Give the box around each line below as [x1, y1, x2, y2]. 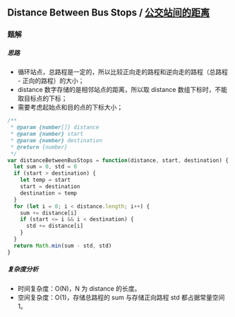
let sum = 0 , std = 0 [13, 163, 78, 171]
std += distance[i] [25, 222, 83, 230]
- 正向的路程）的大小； [17, 76, 85, 85]
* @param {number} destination [10, 137, 102, 144]
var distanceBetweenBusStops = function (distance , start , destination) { [7, 156, 229, 164]
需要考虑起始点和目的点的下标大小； [17, 103, 123, 112]
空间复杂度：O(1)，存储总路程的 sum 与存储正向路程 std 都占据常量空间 [17, 293, 225, 301]
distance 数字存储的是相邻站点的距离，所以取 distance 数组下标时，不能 [17, 86, 228, 94]
